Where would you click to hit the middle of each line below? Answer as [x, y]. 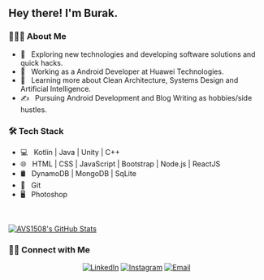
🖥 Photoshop [43, 194]
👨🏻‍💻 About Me [37, 37]
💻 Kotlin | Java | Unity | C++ [70, 152]
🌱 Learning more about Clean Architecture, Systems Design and [129, 80]
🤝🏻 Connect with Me [50, 249]
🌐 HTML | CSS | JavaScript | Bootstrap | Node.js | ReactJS [120, 164]
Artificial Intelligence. [56, 88]
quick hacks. [41, 62]
